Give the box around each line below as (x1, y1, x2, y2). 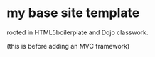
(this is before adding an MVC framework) (6, 42, 130, 50)
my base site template (6, 5, 140, 21)
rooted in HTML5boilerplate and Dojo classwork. (6, 28, 149, 37)
